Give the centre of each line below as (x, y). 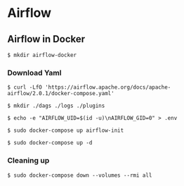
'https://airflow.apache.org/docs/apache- (108, 87)
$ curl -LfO (25, 87)
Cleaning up (28, 161)
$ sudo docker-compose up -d (50, 143)
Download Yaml (34, 73)
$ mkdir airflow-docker (42, 55)
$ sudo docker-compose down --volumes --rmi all (80, 175)
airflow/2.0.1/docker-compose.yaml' (61, 94)
